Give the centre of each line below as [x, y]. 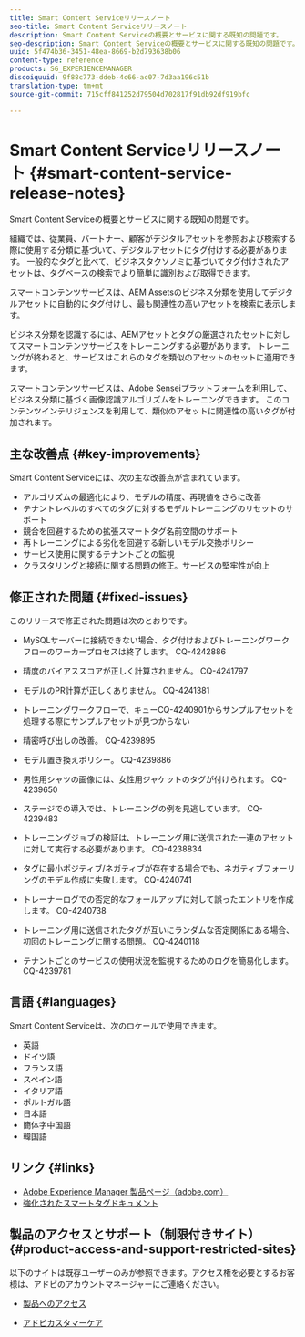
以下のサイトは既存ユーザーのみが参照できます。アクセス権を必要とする [144, 1272]
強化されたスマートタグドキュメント [91, 1203]
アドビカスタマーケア [62, 1322]
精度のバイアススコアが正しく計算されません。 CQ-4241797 [135, 671]
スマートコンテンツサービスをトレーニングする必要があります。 [137, 346]
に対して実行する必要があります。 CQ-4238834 [112, 849]
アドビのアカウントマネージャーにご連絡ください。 [129, 1284]
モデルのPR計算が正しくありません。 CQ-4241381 [116, 691]
